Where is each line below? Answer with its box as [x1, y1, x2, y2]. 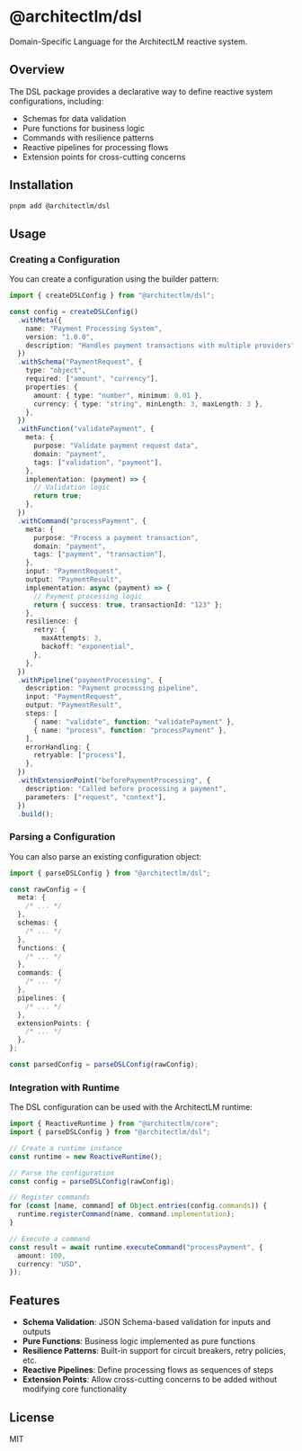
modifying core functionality [22, 1383, 128, 1394]
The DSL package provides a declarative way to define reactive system [9, 86, 273, 96]
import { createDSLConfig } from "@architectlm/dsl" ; [9, 291, 216, 301]
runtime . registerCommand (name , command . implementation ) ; [17, 1210, 235, 1219]
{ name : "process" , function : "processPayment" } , [32, 725, 227, 735]
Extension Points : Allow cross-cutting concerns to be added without [22, 1374, 278, 1385]
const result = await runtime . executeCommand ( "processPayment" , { [9, 1242, 263, 1252]
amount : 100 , [17, 1251, 67, 1260]
